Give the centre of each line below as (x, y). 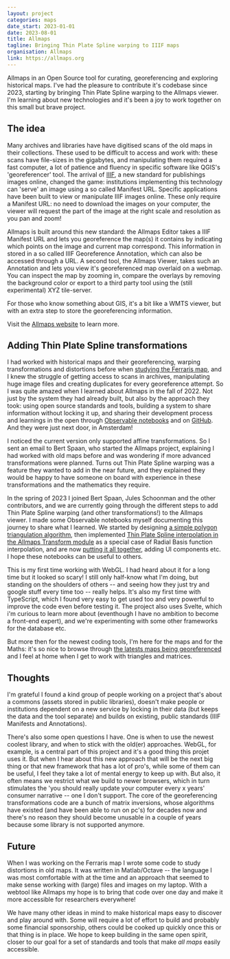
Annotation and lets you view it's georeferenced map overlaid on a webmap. (115, 268)
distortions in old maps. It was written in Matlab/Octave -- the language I (110, 870)
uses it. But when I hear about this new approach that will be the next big (110, 759)
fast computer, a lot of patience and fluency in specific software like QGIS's (114, 167)
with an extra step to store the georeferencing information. (90, 311)
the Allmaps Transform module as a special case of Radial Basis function (110, 542)
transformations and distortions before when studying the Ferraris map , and (114, 369)
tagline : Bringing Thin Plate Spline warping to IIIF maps (93, 45)
